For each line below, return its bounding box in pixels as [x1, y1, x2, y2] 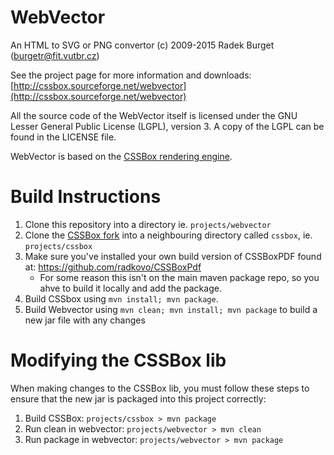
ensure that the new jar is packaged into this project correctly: [10, 392, 267, 405]
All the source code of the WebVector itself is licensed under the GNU [10, 109, 298, 121]
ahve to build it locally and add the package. [39, 282, 222, 294]
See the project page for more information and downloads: [10, 69, 252, 81]
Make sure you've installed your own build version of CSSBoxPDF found [24, 250, 322, 262]
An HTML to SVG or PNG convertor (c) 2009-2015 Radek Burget [10, 39, 275, 51]
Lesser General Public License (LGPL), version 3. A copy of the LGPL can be [10, 120, 325, 132]
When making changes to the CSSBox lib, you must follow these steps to [10, 382, 310, 394]
